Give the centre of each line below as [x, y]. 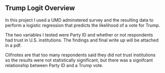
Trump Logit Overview [40, 8]
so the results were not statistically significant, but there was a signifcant [79, 60]
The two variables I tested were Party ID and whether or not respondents [79, 35]
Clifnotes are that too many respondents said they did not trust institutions [81, 55]
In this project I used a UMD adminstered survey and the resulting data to [79, 20]
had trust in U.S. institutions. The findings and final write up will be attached [82, 40]
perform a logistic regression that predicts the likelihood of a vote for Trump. [82, 25]
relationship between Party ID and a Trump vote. [54, 65]
